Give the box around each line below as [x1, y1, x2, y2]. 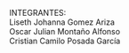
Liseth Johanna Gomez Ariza [9, 17, 116, 27]
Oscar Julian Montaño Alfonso [9, 26, 121, 36]
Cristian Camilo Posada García [9, 35, 121, 46]
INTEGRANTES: [9, 8, 67, 18]
